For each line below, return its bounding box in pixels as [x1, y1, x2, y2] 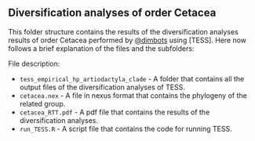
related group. [19, 99, 66, 108]
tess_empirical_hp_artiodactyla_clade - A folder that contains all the [19, 74, 245, 83]
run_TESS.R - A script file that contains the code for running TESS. [19, 124, 233, 133]
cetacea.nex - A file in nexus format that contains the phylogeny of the [19, 90, 247, 100]
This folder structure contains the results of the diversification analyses [8, 27, 239, 36]
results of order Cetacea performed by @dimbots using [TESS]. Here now [8, 35, 247, 45]
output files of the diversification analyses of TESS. [19, 82, 186, 92]
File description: [8, 59, 60, 68]
